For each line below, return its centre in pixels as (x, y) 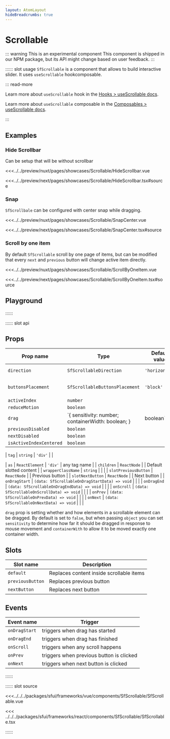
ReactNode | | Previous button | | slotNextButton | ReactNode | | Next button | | (85, 476)
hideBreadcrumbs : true (29, 15)
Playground (24, 301)
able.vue (14, 701)
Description (97, 565)
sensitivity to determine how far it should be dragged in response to (78, 523)
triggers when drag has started (79, 630)
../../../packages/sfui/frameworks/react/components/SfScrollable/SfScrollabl (85, 716)
